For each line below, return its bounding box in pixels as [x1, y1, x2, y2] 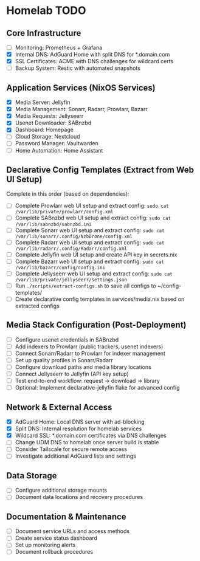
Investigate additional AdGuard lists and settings [15, 452, 137, 459]
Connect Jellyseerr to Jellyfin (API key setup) [15, 370, 129, 377]
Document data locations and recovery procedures [15, 494, 143, 501]
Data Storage [6, 470, 57, 481]
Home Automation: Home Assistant [15, 146, 103, 154]
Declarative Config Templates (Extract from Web [6, 165, 195, 175]
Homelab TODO [6, 4, 86, 18]
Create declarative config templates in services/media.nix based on [15, 295, 185, 303]
